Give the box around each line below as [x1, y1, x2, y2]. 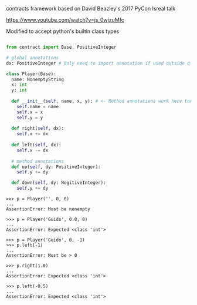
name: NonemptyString [11, 76, 64, 82]
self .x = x [16, 109, 43, 115]
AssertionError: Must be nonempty [6, 206, 91, 212]
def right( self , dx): [11, 126, 64, 132]
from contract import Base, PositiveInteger [6, 44, 117, 50]
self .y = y [16, 115, 43, 120]
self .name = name [16, 103, 59, 109]
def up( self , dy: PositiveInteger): [11, 164, 101, 170]
